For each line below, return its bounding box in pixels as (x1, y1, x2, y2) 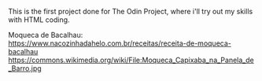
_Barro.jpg (8, 64, 42, 73)
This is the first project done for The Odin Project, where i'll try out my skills (8, 7, 253, 16)
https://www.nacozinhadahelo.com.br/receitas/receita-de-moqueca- (8, 39, 232, 48)
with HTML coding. (8, 15, 70, 24)
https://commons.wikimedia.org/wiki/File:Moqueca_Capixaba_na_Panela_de (8, 55, 254, 64)
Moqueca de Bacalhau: (8, 31, 83, 39)
